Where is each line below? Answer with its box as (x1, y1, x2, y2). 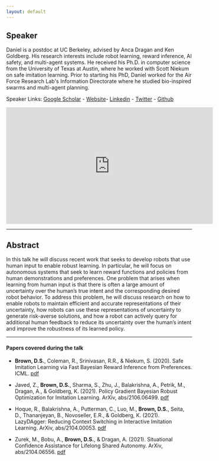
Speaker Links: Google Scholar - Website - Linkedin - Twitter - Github (6, 95, 174, 103)
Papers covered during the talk (6, 344, 84, 351)
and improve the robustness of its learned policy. (6, 325, 125, 332)
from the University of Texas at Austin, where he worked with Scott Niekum (6, 65, 189, 72)
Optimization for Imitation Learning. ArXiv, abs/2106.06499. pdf (14, 394, 169, 401)
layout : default (6, 8, 46, 15)
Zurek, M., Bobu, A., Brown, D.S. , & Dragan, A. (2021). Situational (14, 436, 173, 443)
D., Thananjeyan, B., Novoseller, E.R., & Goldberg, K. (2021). (14, 412, 160, 419)
